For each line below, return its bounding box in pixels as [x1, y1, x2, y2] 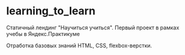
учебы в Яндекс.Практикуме [6, 30, 80, 37]
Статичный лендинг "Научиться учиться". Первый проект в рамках [6, 24, 180, 31]
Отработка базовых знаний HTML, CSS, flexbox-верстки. [6, 42, 152, 49]
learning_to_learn [6, 4, 96, 18]
